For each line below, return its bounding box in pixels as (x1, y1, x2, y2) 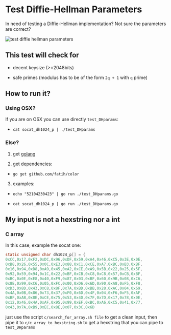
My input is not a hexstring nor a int (5, 215, 120, 224)
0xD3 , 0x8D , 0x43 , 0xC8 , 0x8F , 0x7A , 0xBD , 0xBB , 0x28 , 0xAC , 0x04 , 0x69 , (5, 286, 143, 291)
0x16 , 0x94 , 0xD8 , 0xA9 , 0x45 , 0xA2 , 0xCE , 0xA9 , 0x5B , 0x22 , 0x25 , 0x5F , (5, 267, 143, 272)
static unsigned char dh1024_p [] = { (5, 252, 86, 258)
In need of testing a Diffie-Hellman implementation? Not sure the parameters (5, 21, 166, 27)
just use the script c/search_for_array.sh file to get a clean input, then (5, 314, 157, 320)
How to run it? (5, 89, 51, 98)
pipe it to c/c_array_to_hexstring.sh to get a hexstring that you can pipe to (5, 319, 163, 325)
